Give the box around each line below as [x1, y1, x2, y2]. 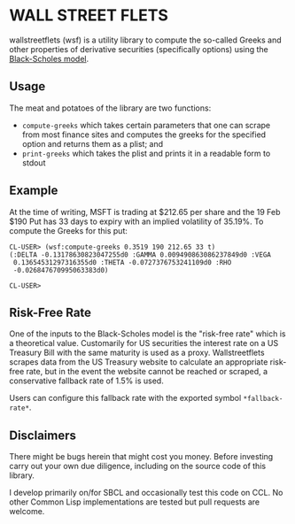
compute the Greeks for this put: [9, 225, 128, 235]
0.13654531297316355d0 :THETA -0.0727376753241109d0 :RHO [12, 258, 232, 266]
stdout [21, 157, 46, 168]
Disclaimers [9, 428, 77, 443]
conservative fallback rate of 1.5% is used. [9, 375, 164, 386]
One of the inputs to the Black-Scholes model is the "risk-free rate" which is [9, 328, 286, 339]
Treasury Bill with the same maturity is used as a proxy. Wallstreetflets [9, 347, 265, 358]
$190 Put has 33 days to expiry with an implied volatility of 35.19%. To [9, 216, 264, 227]
